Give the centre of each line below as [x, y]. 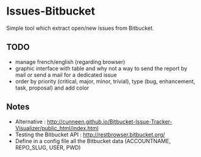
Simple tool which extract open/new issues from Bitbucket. [80, 28]
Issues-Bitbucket [51, 11]
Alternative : [30, 121]
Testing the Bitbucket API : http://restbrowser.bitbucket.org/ [90, 134]
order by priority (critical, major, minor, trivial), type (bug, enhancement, [105, 81]
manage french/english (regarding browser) [70, 61]
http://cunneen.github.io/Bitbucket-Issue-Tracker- [109, 121]
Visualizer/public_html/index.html [57, 128]
